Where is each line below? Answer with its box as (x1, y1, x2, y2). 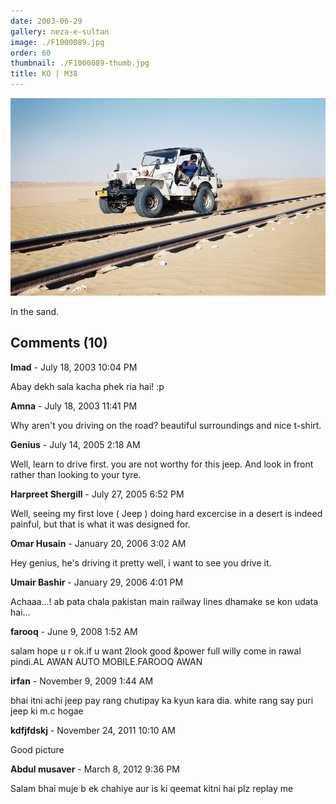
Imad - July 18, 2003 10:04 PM (10, 361, 138, 373)
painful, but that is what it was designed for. (10, 518, 191, 530)
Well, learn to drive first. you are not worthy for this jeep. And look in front (10, 458, 314, 470)
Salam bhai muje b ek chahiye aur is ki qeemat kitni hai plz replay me (10, 782, 294, 794)
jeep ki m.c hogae (10, 705, 84, 717)
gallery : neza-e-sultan (10, 26, 110, 37)
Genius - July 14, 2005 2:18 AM (10, 438, 141, 450)
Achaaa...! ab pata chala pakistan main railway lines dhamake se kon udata (10, 595, 319, 607)
